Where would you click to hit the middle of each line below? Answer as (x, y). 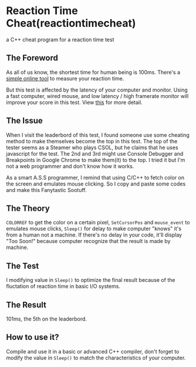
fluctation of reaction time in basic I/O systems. (63, 287)
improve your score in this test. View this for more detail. (74, 102)
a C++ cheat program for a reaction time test (60, 39)
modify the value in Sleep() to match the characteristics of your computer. (96, 358)
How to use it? (33, 337)
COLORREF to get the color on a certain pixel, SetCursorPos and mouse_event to (98, 223)
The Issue (24, 121)
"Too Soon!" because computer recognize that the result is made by (88, 241)
